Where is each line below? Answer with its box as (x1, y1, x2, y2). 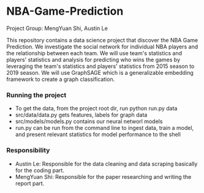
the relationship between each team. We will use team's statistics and (6, 49, 183, 56)
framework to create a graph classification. (6, 75, 115, 83)
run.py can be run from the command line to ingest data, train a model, (15, 124, 194, 132)
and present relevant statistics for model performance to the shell (15, 131, 181, 138)
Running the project (6, 91, 67, 99)
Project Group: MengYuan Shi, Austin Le (6, 25, 108, 32)
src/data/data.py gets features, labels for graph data (15, 112, 148, 119)
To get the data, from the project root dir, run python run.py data (15, 105, 178, 112)
